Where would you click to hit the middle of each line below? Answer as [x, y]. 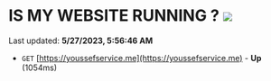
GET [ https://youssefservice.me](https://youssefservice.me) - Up [141, 58]
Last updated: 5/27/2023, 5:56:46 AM [81, 40]
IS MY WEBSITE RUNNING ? [114, 16]
